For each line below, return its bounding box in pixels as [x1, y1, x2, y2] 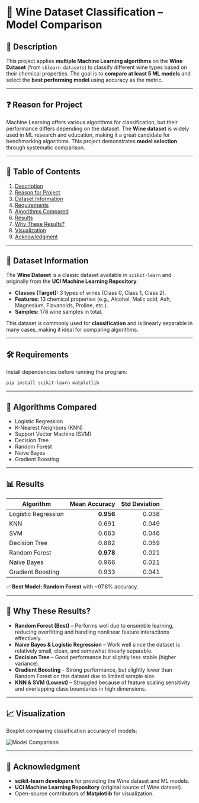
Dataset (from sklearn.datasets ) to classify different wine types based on [6, 64, 188, 71]
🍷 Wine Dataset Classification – [6, 5, 163, 19]
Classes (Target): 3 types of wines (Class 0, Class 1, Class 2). [14, 289, 166, 297]
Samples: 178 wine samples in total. [14, 308, 102, 316]
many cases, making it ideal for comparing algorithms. [6, 326, 139, 333]
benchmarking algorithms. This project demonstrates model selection [6, 137, 178, 144]
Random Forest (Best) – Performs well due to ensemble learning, [14, 622, 174, 629]
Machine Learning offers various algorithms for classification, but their [6, 118, 178, 125]
